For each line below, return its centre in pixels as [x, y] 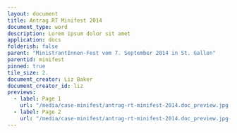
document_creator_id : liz [45, 86]
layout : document [33, 14]
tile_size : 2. [28, 72]
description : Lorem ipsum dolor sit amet [69, 33]
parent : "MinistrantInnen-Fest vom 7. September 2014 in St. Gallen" [112, 53]
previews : [22, 92]
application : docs [34, 40]
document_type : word [38, 27]
